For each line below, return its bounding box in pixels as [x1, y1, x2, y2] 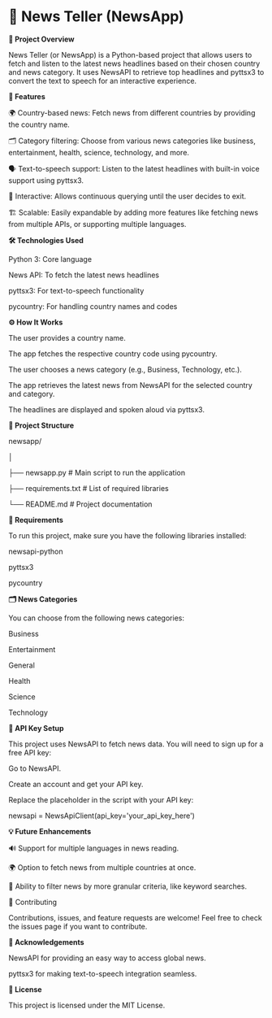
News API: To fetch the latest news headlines [8, 270, 160, 280]
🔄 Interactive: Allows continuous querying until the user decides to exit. [8, 191, 246, 201]
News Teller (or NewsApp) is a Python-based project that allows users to [8, 50, 253, 59]
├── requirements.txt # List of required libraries [8, 483, 169, 493]
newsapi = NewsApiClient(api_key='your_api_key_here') [8, 811, 195, 820]
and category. [8, 389, 55, 398]
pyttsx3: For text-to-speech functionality [8, 285, 145, 295]
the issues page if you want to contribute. [8, 921, 148, 931]
